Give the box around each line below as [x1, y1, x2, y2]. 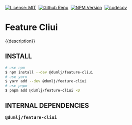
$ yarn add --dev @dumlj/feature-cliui [5, 79, 87, 84]
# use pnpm [5, 83, 27, 88]
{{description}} [5, 38, 35, 44]
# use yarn [5, 74, 27, 79]
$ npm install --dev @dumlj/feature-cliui [5, 70, 93, 75]
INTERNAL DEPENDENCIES [5, 101, 89, 110]
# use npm [5, 65, 26, 70]
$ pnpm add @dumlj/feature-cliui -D [5, 88, 80, 93]
